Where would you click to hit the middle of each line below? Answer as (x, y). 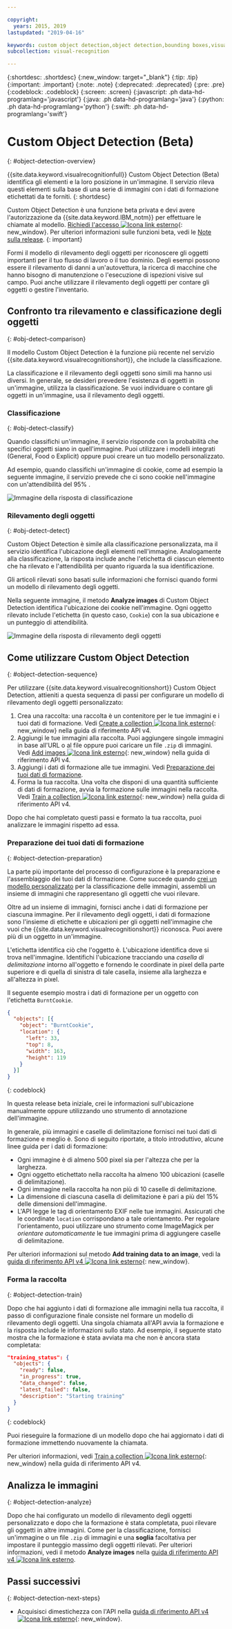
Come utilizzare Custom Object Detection (98, 657)
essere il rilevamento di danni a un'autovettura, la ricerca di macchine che (112, 268)
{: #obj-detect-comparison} (47, 339)
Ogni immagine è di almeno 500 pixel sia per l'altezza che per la (108, 1160)
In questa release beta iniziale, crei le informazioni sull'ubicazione (101, 1104)
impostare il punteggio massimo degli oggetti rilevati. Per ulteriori (100, 1545)
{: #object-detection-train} (45, 1295)
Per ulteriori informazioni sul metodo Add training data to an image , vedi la (114, 1254)
